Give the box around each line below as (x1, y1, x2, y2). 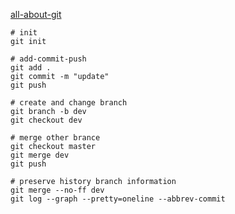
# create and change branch (10, 98, 128, 108)
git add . (10, 63, 52, 73)
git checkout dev (10, 115, 83, 125)
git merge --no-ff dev (10, 185, 105, 195)
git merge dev (10, 150, 70, 160)
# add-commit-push (10, 54, 87, 64)
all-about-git (10, 9, 62, 20)
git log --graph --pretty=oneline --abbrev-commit (10, 194, 226, 204)
